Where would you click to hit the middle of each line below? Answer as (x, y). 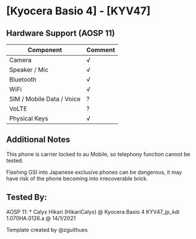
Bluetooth (23, 79)
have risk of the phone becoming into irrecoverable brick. (77, 179)
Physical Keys (29, 118)
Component (45, 50)
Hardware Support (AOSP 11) (61, 33)
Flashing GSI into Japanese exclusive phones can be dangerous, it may (94, 172)
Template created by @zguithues (47, 229)
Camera (20, 60)
